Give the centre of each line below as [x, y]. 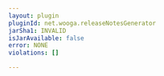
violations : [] [34, 53]
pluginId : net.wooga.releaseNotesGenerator [82, 23]
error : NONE [28, 46]
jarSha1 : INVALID [37, 30]
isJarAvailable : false [46, 38]
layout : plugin [34, 16]
